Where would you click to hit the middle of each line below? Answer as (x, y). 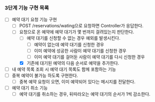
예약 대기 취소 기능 (30, 88)
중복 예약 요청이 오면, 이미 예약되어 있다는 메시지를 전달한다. (77, 81)
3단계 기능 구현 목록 (27, 7)
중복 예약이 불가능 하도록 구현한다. (45, 75)
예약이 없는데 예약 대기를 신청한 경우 (69, 44)
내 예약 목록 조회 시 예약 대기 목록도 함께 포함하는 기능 (64, 69)
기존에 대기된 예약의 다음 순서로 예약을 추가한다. (73, 63)
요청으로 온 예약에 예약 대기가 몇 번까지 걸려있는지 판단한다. (77, 32)
